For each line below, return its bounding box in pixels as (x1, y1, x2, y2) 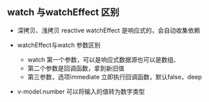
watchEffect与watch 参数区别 (17, 41, 101, 49)
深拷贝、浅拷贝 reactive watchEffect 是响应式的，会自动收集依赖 (17, 26, 201, 34)
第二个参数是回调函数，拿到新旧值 (27, 64, 125, 72)
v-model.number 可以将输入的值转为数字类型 (17, 87, 146, 95)
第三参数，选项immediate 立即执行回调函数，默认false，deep (27, 72, 202, 81)
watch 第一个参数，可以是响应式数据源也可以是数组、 (27, 55, 180, 63)
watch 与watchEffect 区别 (7, 6, 119, 19)
